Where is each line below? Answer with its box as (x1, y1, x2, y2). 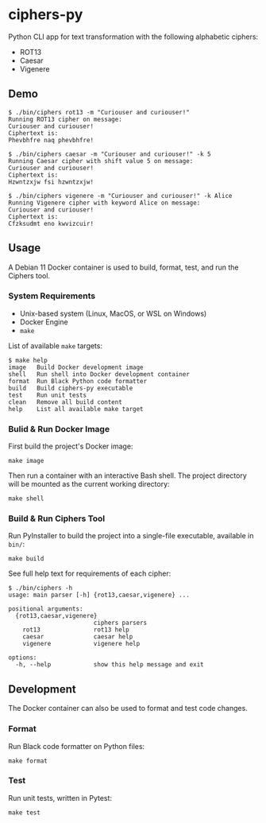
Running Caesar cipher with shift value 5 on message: (8, 157, 194, 165)
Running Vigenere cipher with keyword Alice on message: (8, 199, 201, 207)
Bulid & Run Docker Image (8, 423, 110, 434)
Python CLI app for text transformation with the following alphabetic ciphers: (8, 32, 259, 41)
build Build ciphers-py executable (8, 384, 133, 392)
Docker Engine (19, 316, 69, 327)
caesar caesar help (22, 633, 133, 641)
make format (8, 757, 48, 765)
